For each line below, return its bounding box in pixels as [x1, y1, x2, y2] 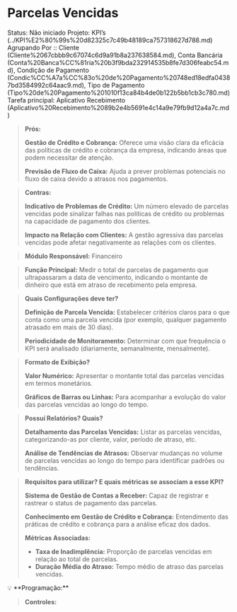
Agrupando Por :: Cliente [7, 43, 80, 52]
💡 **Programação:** [7, 583, 69, 592]
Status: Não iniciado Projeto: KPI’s [7, 28, 106, 37]
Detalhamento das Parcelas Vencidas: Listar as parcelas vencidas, [24, 428, 222, 436]
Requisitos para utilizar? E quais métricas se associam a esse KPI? [24, 477, 224, 486]
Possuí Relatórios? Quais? [24, 413, 104, 422]
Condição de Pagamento [16, 66, 90, 74]
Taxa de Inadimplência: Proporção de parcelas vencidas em [35, 547, 212, 555]
